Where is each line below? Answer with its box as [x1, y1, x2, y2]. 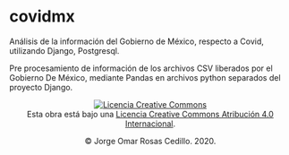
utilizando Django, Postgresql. [9, 45, 120, 56]
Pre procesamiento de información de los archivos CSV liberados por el [9, 63, 273, 73]
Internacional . [124, 118, 176, 129]
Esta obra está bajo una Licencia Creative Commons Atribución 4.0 [26, 108, 275, 119]
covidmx [9, 6, 75, 27]
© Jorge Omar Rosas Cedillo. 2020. [84, 135, 217, 146]
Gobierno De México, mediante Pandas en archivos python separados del [9, 72, 281, 82]
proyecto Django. [9, 82, 73, 92]
